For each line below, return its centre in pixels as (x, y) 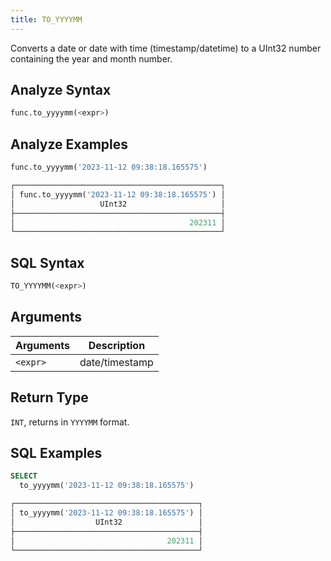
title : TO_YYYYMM (46, 19)
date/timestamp (116, 362)
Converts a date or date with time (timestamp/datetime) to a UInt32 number (166, 48)
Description (117, 345)
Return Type (49, 397)
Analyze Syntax (61, 90)
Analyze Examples (69, 144)
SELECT (24, 476)
